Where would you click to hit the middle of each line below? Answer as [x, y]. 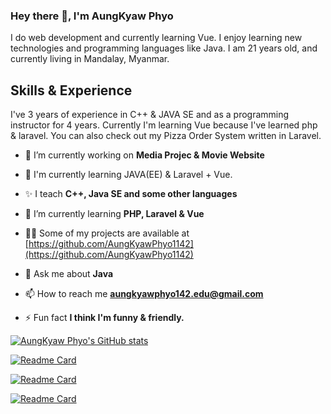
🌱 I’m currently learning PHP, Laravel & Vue [114, 214]
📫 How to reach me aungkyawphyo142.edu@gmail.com [144, 294]
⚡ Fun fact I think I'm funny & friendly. [104, 318]
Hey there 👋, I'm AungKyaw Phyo [92, 16]
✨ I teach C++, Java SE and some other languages [131, 194]
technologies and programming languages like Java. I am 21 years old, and [164, 48]
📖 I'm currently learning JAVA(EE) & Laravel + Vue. [128, 175]
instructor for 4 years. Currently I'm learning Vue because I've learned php [164, 125]
